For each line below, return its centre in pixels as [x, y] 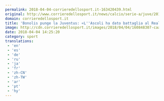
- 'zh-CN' [17, 73]
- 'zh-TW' [17, 77]
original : [15, 14]
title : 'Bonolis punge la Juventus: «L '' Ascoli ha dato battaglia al [77, 23]
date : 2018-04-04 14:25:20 [32, 32]
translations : [20, 41]
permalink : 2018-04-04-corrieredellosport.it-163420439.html [69, 9]
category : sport [21, 37]
